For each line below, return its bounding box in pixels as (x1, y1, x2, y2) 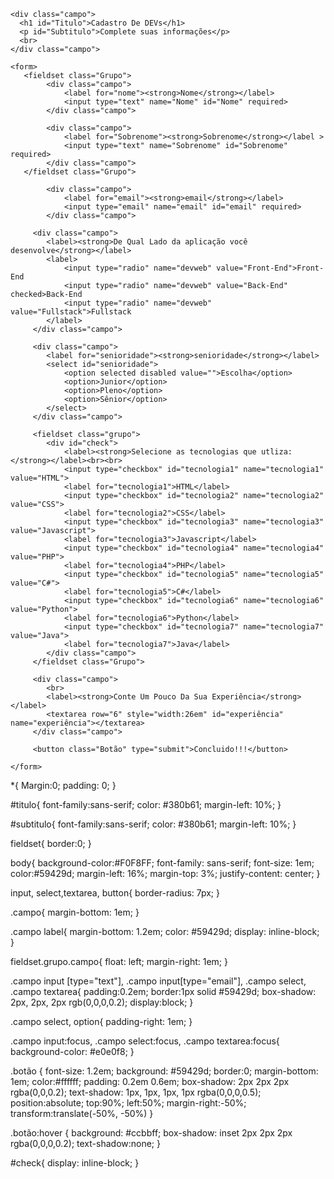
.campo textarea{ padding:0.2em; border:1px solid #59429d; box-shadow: (10, 986, 317, 997)
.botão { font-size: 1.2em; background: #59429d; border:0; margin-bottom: (10, 1065, 319, 1077)
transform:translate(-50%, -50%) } (10, 1108, 154, 1119)
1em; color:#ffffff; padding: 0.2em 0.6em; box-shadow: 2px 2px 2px (10, 1076, 290, 1087)
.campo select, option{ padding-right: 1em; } (10, 1016, 193, 1027)
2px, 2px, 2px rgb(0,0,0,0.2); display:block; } (10, 996, 194, 1008)
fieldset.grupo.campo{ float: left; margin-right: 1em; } (10, 956, 228, 967)
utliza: (260, 447, 293, 457)
